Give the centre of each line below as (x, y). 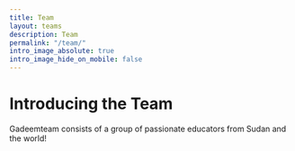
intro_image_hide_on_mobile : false (76, 59)
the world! (28, 138)
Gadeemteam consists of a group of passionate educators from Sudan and (148, 129)
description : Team (44, 34)
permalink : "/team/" (48, 43)
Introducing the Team (91, 104)
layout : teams (36, 26)
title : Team (31, 18)
